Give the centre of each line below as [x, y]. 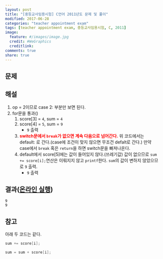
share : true [17, 55]
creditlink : [22, 46]
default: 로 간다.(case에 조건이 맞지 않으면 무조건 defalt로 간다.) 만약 [85, 142]
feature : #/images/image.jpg [39, 37]
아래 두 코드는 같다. [23, 234]
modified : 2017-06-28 [27, 19]
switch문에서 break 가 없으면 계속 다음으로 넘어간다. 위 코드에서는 [82, 136]
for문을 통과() [25, 113]
